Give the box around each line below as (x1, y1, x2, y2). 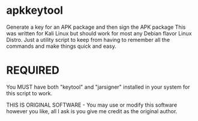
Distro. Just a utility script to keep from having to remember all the (6, 36, 170, 43)
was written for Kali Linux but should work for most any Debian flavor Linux (6, 29, 192, 37)
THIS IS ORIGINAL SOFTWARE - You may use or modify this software (6, 101, 178, 108)
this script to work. (6, 89, 53, 96)
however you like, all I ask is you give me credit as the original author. (6, 107, 178, 114)
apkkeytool (6, 4, 64, 17)
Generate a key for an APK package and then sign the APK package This (6, 23, 186, 31)
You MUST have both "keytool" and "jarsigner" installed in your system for (6, 83, 190, 90)
